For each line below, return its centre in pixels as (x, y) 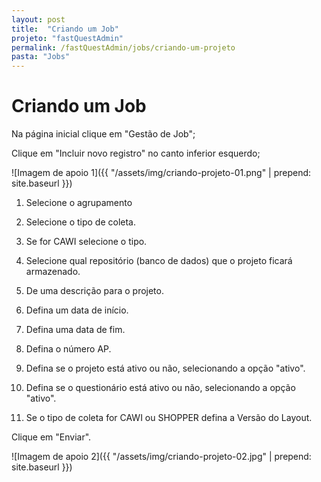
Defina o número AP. (68, 349)
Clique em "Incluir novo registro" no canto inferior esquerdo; (136, 153)
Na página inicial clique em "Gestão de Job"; (103, 134)
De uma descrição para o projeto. (94, 291)
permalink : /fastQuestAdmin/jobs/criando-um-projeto (123, 47)
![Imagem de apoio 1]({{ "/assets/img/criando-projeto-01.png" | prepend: (161, 173)
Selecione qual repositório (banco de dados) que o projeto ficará (159, 261)
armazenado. (53, 272)
